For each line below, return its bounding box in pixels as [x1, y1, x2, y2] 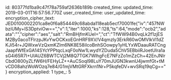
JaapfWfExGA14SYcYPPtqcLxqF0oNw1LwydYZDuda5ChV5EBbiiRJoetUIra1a [5, 48, 165, 53]
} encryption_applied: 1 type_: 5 [5, 69, 71, 75]
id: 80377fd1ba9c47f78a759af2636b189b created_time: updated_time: [5, 5, 154, 10]
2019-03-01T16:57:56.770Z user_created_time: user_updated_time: [5, 10, 146, 16]
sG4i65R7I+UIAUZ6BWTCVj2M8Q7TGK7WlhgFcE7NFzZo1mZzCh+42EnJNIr [5, 53, 166, 59]
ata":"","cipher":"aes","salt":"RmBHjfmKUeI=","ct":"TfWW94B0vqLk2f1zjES [5, 31, 163, 37]
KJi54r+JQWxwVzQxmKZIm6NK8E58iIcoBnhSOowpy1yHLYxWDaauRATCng [5, 42, 166, 48]
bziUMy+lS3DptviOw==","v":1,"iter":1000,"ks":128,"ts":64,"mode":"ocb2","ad [5, 26, 166, 32]
